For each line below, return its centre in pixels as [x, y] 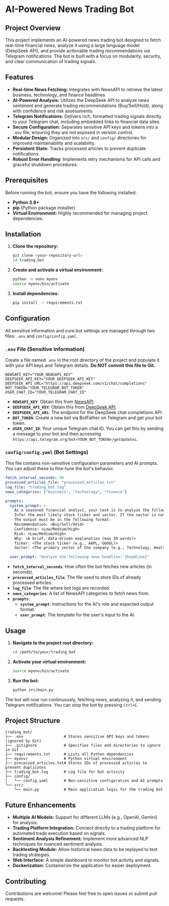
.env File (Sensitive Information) [45, 349]
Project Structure [33, 721]
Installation [23, 234]
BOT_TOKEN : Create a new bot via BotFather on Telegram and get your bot [87, 418]
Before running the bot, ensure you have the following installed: [71, 192]
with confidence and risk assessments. [53, 111]
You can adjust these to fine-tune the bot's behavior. [60, 469]
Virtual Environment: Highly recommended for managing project [80, 213]
